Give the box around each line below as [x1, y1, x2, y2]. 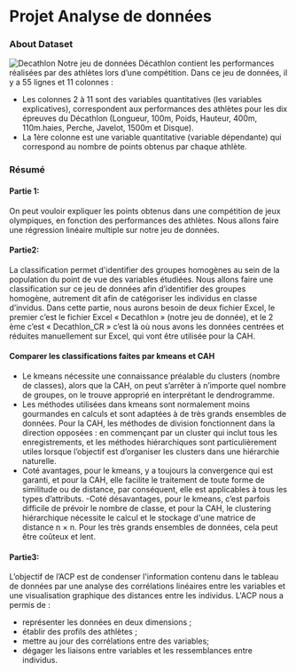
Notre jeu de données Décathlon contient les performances [57, 58, 275, 68]
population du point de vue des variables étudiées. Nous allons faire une [9, 274, 274, 284]
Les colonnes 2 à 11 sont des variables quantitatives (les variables [21, 94, 262, 105]
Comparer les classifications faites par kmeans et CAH [9, 351, 215, 362]
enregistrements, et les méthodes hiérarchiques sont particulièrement [21, 437, 277, 448]
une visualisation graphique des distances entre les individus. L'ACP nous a [9, 590, 284, 601]
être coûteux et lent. [21, 532, 96, 542]
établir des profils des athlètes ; [21, 627, 137, 637]
